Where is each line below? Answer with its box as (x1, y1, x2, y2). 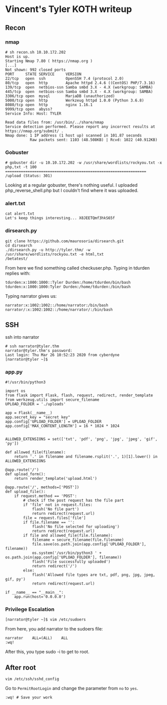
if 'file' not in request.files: (23, 502, 93, 507)
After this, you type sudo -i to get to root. (5, 649, 89, 655)
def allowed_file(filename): (5, 449, 66, 455)
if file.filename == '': (23, 519, 75, 525)
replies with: (5, 270, 30, 276)
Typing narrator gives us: (5, 293, 57, 299)
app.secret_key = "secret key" (5, 414, 70, 420)
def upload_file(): (5, 489, 46, 494)
